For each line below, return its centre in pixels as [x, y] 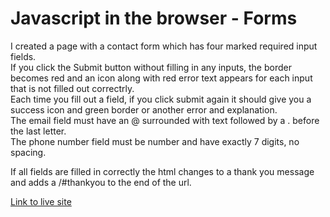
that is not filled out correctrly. [72, 88]
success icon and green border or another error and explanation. [144, 109]
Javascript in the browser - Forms [154, 18]
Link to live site [41, 201]
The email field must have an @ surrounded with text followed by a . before [165, 120]
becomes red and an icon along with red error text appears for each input [161, 78]
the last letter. [38, 131]
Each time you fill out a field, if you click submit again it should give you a [161, 99]
